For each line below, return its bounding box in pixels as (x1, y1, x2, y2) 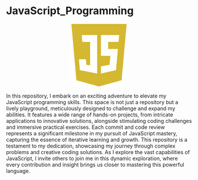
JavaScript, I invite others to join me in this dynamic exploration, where (6, 155, 178, 162)
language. (6, 168, 31, 175)
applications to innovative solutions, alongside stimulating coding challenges (6, 118, 192, 125)
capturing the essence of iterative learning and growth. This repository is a (6, 136, 187, 144)
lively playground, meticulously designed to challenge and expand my (6, 105, 176, 112)
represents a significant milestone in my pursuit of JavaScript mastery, (6, 130, 178, 137)
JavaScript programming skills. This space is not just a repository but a (6, 99, 179, 106)
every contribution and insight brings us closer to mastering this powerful (6, 161, 184, 168)
